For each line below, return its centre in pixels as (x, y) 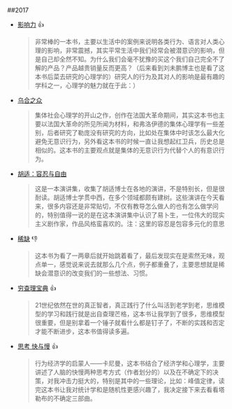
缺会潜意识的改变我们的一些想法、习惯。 (93, 273)
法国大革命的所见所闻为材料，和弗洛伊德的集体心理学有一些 (133, 124)
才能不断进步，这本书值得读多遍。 (84, 331)
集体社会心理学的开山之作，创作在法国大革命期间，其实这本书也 (126, 115)
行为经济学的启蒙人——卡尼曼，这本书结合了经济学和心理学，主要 (130, 363)
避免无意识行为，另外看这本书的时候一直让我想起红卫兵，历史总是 (130, 141)
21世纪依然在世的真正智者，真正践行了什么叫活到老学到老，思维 (126, 305)
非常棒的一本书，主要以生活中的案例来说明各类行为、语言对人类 (126, 42)
